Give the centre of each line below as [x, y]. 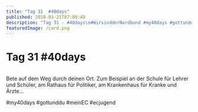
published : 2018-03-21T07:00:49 [46, 17]
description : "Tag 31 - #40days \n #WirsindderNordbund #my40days [87, 22]
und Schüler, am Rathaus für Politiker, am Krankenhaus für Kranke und [91, 85]
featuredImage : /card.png [38, 28]
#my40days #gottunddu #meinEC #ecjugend [61, 103]
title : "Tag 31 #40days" [38, 11]
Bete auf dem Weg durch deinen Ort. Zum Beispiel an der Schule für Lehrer [97, 79]
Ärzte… [15, 91]
